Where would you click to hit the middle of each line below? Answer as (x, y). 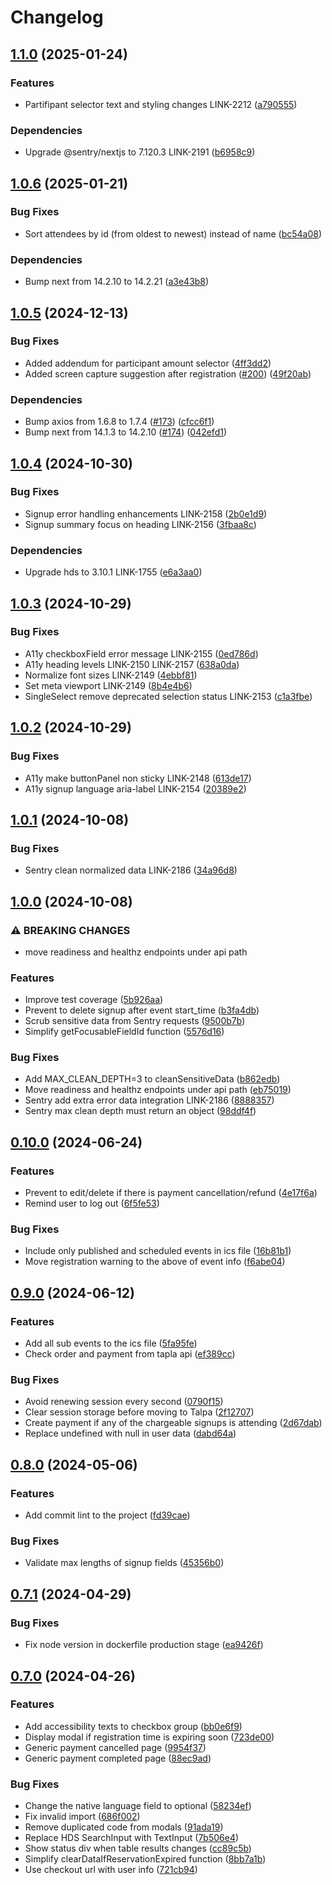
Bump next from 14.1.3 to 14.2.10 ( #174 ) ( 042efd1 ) (126, 432)
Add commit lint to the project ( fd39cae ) (107, 1515)
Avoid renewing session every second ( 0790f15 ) (124, 1402)
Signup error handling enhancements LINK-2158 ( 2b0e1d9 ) (146, 513)
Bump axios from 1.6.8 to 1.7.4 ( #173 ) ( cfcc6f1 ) (119, 422)
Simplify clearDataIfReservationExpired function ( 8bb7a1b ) (145, 1859)
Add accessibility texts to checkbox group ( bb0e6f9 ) (133, 1726)
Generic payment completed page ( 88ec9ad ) (118, 1758)
